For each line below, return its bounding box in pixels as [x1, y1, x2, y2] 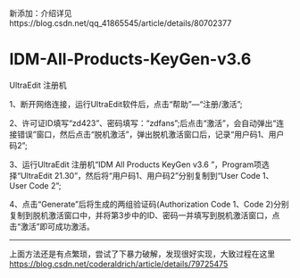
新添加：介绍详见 [9, 8, 72, 18]
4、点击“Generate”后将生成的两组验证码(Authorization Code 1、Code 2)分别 [9, 198, 289, 209]
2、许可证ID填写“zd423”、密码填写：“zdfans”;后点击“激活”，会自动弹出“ [9, 117, 277, 128]
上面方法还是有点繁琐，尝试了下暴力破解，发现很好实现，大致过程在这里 [9, 249, 275, 259]
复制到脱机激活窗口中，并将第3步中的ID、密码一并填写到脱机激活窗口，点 [9, 209, 280, 221]
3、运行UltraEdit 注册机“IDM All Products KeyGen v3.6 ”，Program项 [9, 159, 262, 170]
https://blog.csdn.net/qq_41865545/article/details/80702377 [9, 18, 232, 29]
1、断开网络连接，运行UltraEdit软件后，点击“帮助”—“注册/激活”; [9, 98, 243, 109]
